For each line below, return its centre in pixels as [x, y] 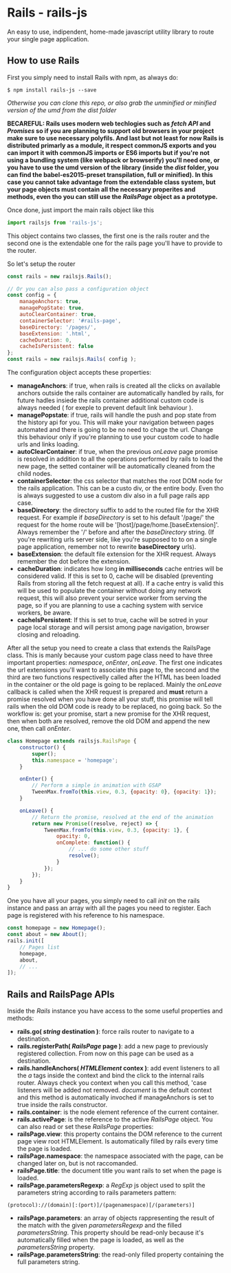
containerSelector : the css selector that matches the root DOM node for [120, 481]
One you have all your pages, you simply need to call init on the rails [103, 901]
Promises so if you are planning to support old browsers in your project [111, 131]
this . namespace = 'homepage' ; [75, 760]
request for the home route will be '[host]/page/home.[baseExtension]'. [118, 525]
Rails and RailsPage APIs [61, 994]
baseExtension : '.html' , [55, 333]
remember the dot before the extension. [74, 561]
